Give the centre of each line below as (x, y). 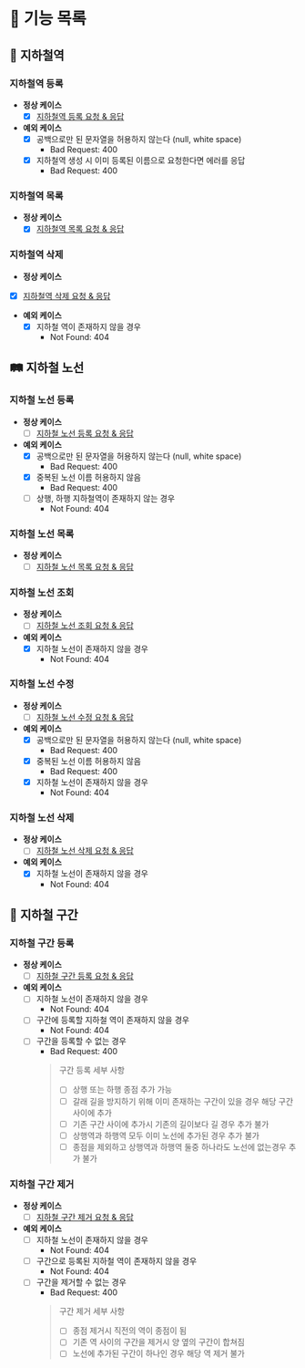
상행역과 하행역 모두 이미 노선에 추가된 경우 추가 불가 (166, 1135)
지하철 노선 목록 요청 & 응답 (85, 567)
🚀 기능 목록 (48, 19)
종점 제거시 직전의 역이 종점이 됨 (130, 1331)
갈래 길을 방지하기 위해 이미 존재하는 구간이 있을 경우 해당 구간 (183, 1101)
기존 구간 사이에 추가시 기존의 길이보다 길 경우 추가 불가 (171, 1124)
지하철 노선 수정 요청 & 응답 (85, 717)
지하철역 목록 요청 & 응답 (80, 229)
